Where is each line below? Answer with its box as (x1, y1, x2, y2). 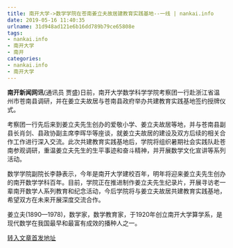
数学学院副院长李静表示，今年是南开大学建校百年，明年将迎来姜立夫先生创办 (7, 169, 226, 177)
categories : (7, 55, 42, 62)
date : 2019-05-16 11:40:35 (7, 17, 85, 24)
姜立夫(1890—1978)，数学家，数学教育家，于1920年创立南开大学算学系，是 (7, 210, 223, 218)
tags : (7, 29, 23, 37)
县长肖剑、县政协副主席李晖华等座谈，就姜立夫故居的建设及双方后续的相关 (7, 129, 220, 137)
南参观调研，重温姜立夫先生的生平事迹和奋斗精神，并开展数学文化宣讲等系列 (7, 146, 226, 154)
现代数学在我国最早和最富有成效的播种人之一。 (7, 219, 141, 227)
